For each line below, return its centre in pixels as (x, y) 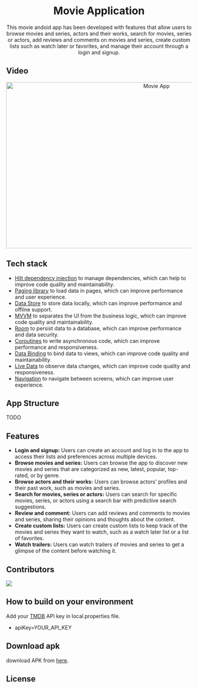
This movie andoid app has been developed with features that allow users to (99, 27)
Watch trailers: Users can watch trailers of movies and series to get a (99, 544)
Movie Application (99, 11)
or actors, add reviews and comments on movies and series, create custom (99, 40)
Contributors (30, 569)
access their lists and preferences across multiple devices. (86, 457)
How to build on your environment (70, 602)
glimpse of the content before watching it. (65, 551)
